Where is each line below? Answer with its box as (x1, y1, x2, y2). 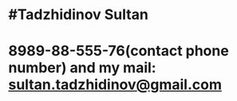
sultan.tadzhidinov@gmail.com (8, 76, 222, 94)
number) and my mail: (8, 59, 157, 77)
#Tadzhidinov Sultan (8, 6, 149, 24)
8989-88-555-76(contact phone (8, 42, 229, 60)
